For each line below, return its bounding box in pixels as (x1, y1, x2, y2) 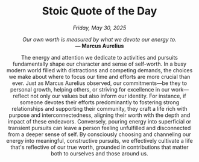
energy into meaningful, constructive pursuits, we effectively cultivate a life (6, 137, 193, 144)
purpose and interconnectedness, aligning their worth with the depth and (8, 111, 191, 119)
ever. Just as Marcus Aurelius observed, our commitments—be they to (12, 79, 187, 87)
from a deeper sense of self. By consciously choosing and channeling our (8, 131, 191, 138)
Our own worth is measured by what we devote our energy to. (22, 36, 177, 43)
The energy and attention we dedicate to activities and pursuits (21, 54, 178, 61)
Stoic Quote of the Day (42, 4, 157, 18)
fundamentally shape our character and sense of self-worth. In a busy (12, 60, 187, 67)
